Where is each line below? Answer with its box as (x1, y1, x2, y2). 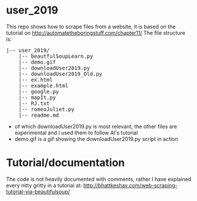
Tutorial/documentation (6, 156, 125, 170)
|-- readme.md (18, 111, 59, 118)
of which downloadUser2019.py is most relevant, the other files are (14, 123, 178, 130)
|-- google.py (18, 88, 59, 95)
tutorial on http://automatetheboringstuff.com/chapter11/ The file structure (6, 29, 185, 36)
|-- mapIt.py (18, 94, 56, 101)
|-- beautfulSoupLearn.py (18, 52, 94, 60)
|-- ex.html (18, 76, 53, 83)
